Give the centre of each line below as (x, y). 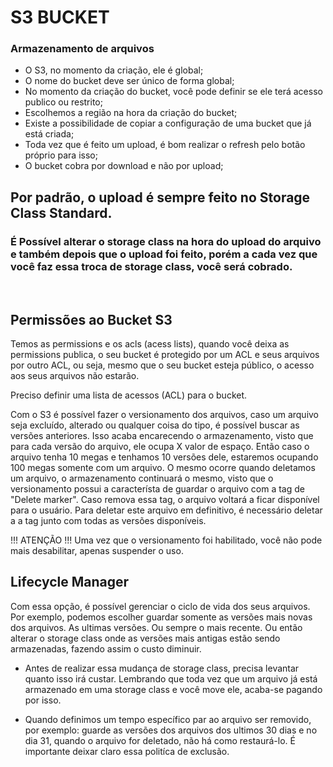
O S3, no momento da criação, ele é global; (114, 70)
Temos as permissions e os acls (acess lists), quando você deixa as (150, 343)
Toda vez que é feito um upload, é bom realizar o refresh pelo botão (165, 145)
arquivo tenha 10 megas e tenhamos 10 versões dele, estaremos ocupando (164, 457)
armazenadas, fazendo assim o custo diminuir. (106, 648)
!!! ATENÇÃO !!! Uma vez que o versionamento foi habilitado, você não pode (166, 540)
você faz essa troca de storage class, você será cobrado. (151, 266)
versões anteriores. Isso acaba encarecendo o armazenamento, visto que (162, 435)
